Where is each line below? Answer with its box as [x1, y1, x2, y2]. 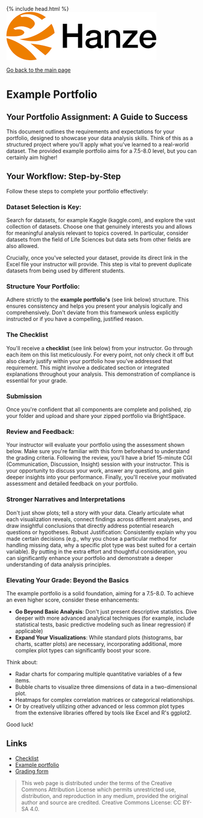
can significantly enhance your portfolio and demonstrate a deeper [6, 554, 173, 561]
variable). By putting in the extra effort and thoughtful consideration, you [6, 547, 187, 555]
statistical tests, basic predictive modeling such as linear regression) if [15, 620, 191, 628]
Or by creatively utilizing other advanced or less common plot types [15, 702, 185, 710]
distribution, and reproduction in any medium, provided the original [21, 792, 188, 799]
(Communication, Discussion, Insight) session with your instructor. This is [6, 460, 190, 468]
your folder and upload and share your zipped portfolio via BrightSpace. [6, 412, 186, 419]
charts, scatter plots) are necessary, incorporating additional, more [15, 640, 182, 647]
